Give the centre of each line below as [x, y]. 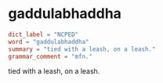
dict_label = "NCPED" [43, 34]
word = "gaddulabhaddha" [49, 41]
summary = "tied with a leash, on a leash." [82, 49]
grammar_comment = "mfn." [50, 56]
